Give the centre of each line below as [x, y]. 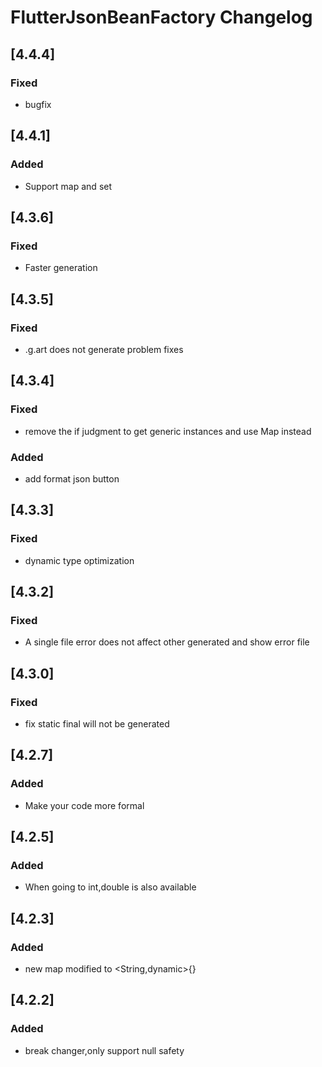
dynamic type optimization [79, 560]
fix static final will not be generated [97, 723]
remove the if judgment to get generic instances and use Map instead [168, 431]
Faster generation [61, 268]
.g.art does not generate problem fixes [104, 349]
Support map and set [68, 186]
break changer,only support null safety [104, 1050]
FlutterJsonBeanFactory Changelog [161, 17]
